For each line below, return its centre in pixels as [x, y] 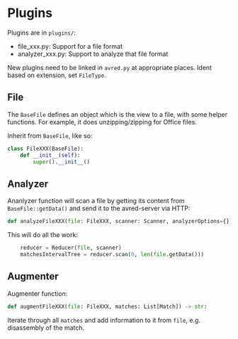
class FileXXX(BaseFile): [45, 149]
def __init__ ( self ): [50, 155]
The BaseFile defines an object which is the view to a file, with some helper [118, 114]
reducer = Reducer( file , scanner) [71, 248]
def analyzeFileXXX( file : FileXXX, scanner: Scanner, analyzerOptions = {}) [120, 222]
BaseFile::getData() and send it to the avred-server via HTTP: [99, 208]
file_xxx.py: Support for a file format [70, 46]
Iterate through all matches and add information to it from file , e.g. [104, 320]
